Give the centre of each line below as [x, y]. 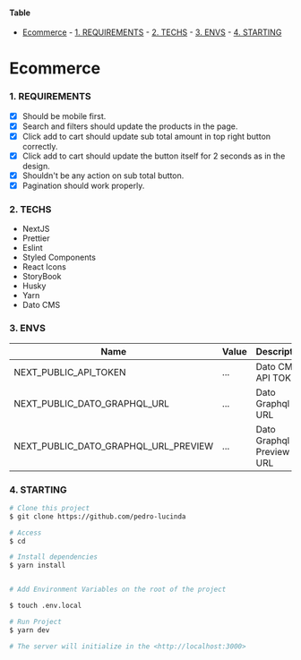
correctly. [40, 146]
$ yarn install [38, 566]
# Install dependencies [54, 557]
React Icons [44, 267]
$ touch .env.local [46, 606]
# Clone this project [50, 508]
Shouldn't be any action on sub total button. [103, 176]
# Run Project [36, 621]
